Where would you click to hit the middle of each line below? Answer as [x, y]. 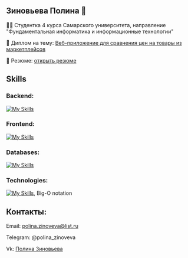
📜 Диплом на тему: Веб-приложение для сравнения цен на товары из [94, 43]
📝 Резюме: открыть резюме [41, 60]
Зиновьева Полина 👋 [46, 11]
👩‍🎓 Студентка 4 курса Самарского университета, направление [86, 25]
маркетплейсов [26, 49]
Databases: [23, 152]
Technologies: [27, 181]
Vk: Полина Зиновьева [34, 249]
